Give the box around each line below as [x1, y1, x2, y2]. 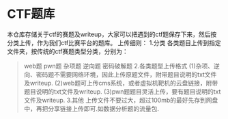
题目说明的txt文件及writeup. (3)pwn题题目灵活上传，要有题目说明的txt [23, 87, 221, 96]
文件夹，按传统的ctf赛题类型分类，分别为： [7, 47, 128, 55]
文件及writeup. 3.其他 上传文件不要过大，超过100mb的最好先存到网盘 [23, 96, 218, 104]
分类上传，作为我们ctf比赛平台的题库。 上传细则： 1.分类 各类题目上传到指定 [7, 38, 221, 47]
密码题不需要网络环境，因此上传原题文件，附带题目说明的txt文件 [35, 70, 217, 79]
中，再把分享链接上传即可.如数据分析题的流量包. [23, 104, 159, 113]
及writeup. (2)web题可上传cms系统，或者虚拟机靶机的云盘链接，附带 [23, 79, 218, 87]
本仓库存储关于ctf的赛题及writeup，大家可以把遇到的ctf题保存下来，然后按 [7, 30, 217, 38]
